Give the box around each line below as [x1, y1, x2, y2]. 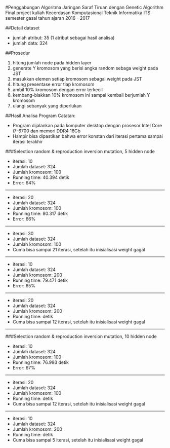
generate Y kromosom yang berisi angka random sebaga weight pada [12, 65, 158, 71]
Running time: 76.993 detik [12, 359, 69, 365]
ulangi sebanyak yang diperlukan [12, 103, 82, 108]
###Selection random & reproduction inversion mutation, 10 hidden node [5, 333, 157, 339]
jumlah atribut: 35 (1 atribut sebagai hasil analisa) [12, 35, 115, 41]
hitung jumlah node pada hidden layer [12, 60, 92, 65]
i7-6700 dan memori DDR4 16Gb [12, 128, 81, 134]
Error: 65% [12, 283, 36, 288]
